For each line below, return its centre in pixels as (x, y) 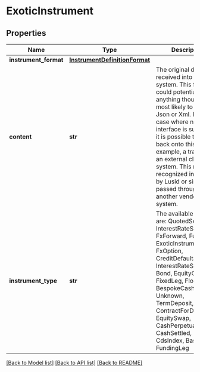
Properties (26, 33)
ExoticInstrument (50, 11)
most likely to (174, 107)
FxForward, (172, 236)
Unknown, (170, 296)
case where (172, 122)
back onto (170, 144)
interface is (171, 129)
